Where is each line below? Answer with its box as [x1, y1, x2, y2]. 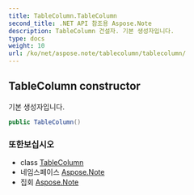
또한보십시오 [8, 138, 55, 150]
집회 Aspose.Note [19, 177, 79, 187]
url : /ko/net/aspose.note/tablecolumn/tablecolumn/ [8, 49, 186, 57]
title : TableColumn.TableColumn [8, 11, 117, 20]
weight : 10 [8, 42, 45, 50]
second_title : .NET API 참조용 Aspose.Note [8, 19, 152, 28]
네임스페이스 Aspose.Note [19, 167, 105, 176]
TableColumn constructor [8, 79, 141, 93]
